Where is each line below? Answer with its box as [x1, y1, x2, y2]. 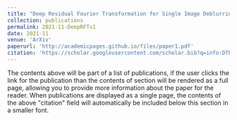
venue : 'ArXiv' [7, 36, 52, 44]
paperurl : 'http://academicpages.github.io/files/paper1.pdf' [7, 43, 194, 50]
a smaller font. [7, 106, 49, 114]
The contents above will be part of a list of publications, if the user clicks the [7, 68, 229, 77]
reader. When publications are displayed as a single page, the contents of [7, 91, 221, 99]
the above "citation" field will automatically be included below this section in [7, 98, 229, 107]
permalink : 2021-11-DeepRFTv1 [7, 23, 97, 30]
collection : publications [7, 17, 83, 24]
